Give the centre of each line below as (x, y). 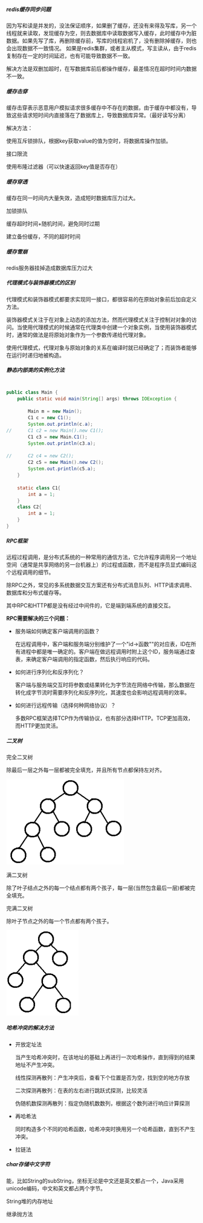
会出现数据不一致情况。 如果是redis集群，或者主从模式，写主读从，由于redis (101, 48)
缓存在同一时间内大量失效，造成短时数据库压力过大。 (72, 198)
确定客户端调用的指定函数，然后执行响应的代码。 (92, 659)
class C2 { (30, 507)
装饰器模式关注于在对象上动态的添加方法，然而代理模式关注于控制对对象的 (99, 319)
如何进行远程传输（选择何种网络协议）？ (65, 705)
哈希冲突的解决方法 (30, 1028)
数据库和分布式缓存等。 (35, 592)
